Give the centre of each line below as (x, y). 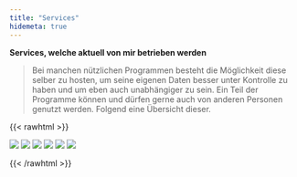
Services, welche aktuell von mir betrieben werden (108, 52)
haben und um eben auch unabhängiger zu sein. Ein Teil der (145, 89)
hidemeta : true (38, 26)
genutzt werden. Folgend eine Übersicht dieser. (122, 109)
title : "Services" (44, 18)
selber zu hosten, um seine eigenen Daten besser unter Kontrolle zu (159, 79)
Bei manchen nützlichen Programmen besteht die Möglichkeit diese (159, 70)
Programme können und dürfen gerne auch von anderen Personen (157, 99)
